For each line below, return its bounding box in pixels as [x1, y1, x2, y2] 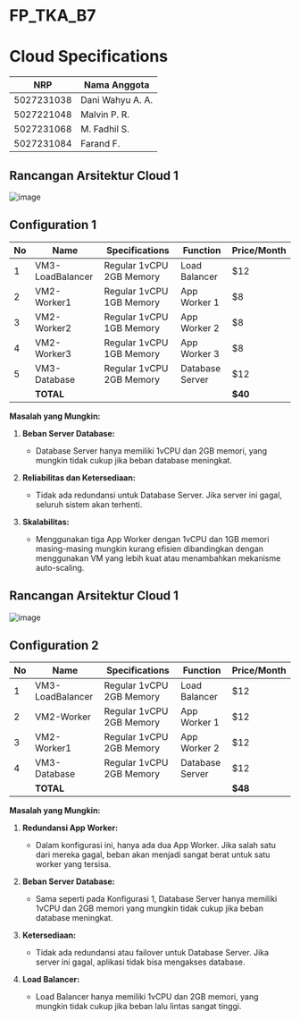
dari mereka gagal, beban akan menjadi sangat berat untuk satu [35, 849, 271, 860]
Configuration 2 [9, 637, 100, 653]
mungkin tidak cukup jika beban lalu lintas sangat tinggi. [35, 1001, 242, 1012]
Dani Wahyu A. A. [79, 94, 154, 106]
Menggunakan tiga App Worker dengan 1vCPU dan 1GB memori [35, 533, 270, 544]
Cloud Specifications [9, 47, 169, 67]
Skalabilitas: [21, 516, 70, 527]
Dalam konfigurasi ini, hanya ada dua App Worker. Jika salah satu [35, 840, 277, 851]
